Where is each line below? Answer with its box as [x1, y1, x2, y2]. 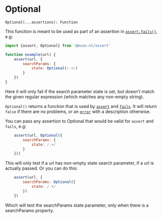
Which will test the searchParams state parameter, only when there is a [5, 202, 149, 208]
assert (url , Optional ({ [14, 133, 63, 138]
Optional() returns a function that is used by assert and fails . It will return [5, 103, 157, 109]
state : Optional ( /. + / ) [31, 66, 78, 71]
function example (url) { [5, 52, 56, 57]
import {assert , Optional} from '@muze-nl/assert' [5, 43, 111, 48]
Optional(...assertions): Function [5, 20, 78, 25]
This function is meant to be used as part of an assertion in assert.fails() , [5, 28, 158, 34]
